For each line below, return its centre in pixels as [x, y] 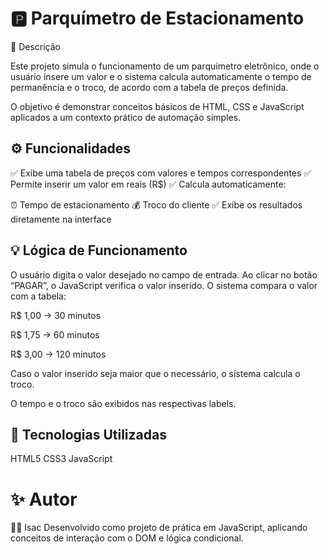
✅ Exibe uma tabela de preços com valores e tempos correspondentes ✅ [161, 173]
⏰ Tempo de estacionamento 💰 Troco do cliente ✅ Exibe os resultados [156, 204]
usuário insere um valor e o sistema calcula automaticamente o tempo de [161, 76]
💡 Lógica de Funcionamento [99, 250]
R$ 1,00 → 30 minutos [56, 315]
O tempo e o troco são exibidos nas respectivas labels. [123, 403]
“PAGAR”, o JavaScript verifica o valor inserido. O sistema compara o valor [164, 285]
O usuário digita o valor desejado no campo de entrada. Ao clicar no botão [164, 274]
